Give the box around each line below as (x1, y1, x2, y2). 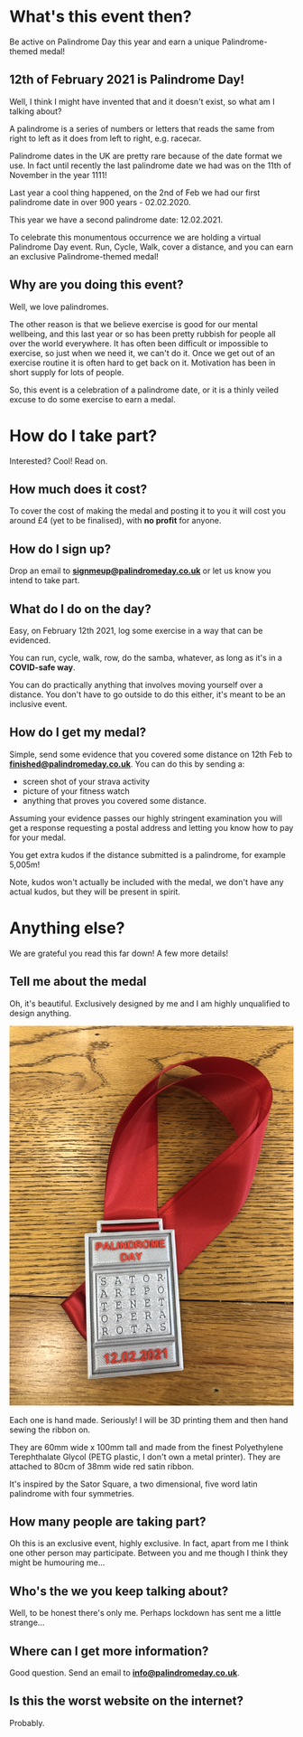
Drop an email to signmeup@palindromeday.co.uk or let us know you (9, 565, 271, 576)
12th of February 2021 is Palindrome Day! (9, 72, 245, 88)
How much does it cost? (9, 481, 147, 496)
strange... (9, 1617, 45, 1628)
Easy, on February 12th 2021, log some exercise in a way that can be (9, 625, 263, 636)
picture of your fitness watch (22, 785, 131, 797)
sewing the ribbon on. (9, 1424, 91, 1435)
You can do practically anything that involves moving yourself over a (9, 679, 263, 690)
